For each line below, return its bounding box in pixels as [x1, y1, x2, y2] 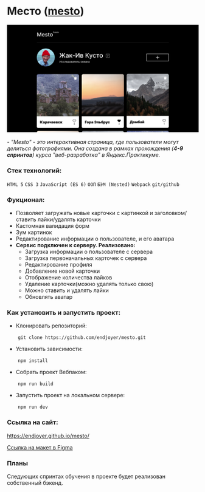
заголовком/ [154, 210, 187, 217]
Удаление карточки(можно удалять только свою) [24, 281, 154, 288]
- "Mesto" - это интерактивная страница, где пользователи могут [7, 138, 179, 146]
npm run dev [18, 404, 48, 411]
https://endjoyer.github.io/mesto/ [7, 432, 90, 439]
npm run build [18, 381, 54, 387]
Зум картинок [15, 229, 52, 236]
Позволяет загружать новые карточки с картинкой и [15, 210, 154, 217]
